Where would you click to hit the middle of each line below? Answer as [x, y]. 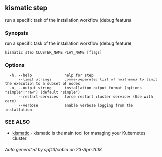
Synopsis [16, 33]
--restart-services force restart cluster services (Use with [85, 97]
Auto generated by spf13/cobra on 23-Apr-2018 [54, 150]
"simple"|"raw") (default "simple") [43, 93]
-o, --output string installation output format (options [76, 88]
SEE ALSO [17, 122]
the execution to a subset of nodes [43, 84]
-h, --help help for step [51, 75]
